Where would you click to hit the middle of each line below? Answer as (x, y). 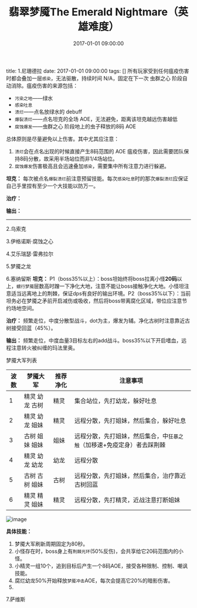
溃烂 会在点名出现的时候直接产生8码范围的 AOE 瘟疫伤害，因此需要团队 (99, 151)
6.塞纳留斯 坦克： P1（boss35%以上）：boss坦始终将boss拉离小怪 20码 (91, 278)
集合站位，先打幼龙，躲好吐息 (116, 401)
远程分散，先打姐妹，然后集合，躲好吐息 (130, 421)
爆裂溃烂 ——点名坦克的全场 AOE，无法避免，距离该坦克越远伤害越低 (96, 119)
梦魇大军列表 (21, 360)
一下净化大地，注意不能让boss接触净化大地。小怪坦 (122, 286)
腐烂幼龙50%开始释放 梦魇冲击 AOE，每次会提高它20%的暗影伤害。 (94, 580)
